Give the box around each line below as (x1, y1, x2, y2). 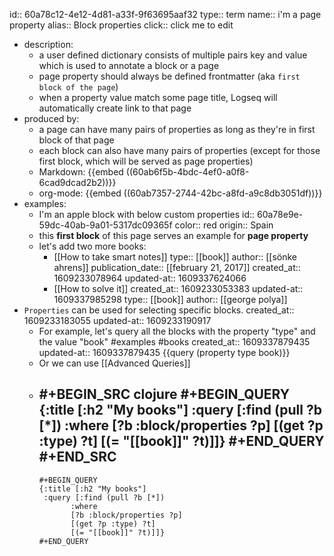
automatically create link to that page (38, 102, 192, 114)
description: (23, 39, 74, 50)
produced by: (23, 113, 80, 124)
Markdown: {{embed (38, 166, 124, 178)
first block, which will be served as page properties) (38, 155, 254, 167)
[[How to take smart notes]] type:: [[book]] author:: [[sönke (53, 251, 297, 263)
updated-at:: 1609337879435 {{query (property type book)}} (38, 347, 291, 358)
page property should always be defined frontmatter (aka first (38, 70, 301, 82)
